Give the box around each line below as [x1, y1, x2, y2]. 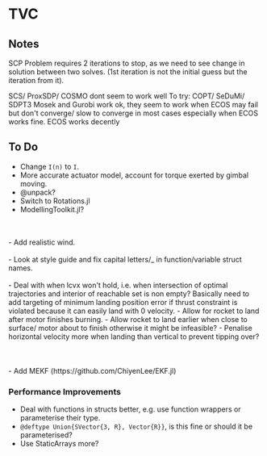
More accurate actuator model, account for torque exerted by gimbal [19, 170, 248, 180]
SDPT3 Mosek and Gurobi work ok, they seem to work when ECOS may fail [8, 100, 258, 109]
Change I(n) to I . [19, 161, 79, 171]
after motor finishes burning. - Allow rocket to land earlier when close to [8, 314, 248, 324]
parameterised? [19, 430, 73, 440]
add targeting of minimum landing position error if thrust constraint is [8, 297, 238, 307]
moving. [19, 178, 48, 188]
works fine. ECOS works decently [8, 117, 120, 126]
